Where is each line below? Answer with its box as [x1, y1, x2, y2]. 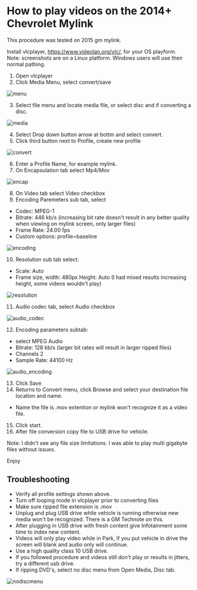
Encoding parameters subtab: [15, 326, 89, 333]
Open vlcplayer [15, 72, 53, 79]
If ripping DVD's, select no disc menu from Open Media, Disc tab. [15, 566, 176, 573]
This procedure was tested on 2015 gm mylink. [7, 36, 121, 43]
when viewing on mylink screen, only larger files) [15, 220, 136, 227]
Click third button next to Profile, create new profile [15, 137, 141, 144]
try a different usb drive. [15, 560, 75, 567]
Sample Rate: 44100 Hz [15, 356, 73, 363]
